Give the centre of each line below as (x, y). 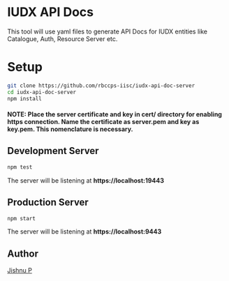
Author (23, 253)
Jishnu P (20, 271)
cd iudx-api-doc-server (42, 92)
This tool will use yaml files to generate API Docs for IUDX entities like (108, 31)
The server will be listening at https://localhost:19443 (86, 180)
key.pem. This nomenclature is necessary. (70, 129)
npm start (22, 218)
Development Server (53, 151)
